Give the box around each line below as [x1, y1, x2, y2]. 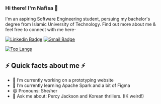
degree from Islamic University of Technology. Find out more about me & [5, 21, 156, 27]
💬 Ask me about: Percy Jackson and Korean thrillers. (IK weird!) [12, 93, 144, 99]
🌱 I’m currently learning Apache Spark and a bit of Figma [12, 82, 130, 88]
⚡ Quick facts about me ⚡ [5, 61, 86, 70]
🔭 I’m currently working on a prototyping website [12, 77, 114, 83]
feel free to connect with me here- [5, 27, 76, 33]
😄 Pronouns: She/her [12, 88, 58, 94]
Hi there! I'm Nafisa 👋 [5, 5, 58, 12]
